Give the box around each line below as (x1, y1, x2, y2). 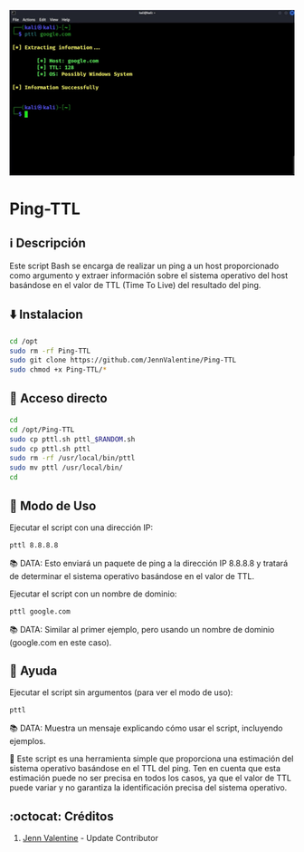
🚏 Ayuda (9, 663, 58, 679)
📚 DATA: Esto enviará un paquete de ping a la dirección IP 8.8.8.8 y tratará (9, 557, 289, 568)
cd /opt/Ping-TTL (9, 425, 75, 434)
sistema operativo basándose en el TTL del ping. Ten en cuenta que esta (9, 763, 281, 774)
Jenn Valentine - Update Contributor (22, 833, 158, 844)
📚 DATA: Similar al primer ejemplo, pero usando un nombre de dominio (9, 624, 275, 634)
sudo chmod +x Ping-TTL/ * (9, 365, 107, 374)
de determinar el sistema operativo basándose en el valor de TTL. (9, 570, 255, 581)
